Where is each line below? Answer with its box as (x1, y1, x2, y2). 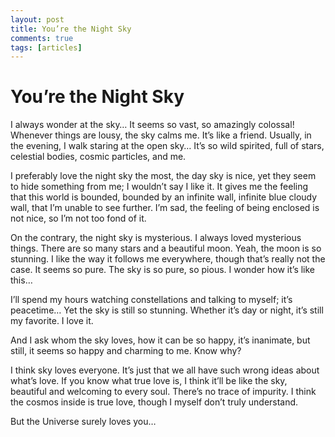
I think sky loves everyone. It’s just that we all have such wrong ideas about (10, 364, 320, 376)
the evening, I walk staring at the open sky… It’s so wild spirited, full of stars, (10, 140, 325, 152)
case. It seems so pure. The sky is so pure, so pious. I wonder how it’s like (10, 264, 316, 276)
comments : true (10, 33, 74, 43)
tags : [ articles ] (10, 42, 83, 53)
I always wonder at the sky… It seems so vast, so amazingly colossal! (10, 119, 295, 131)
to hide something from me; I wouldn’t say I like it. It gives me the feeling (10, 181, 309, 193)
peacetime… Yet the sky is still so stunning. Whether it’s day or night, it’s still (10, 304, 324, 316)
